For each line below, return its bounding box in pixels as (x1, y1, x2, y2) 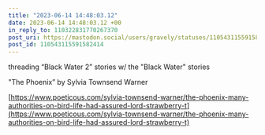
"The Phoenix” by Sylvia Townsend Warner (8, 78, 148, 87)
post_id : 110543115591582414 (8, 41, 104, 49)
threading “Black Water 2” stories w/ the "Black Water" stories (8, 62, 211, 71)
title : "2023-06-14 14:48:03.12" (8, 11, 118, 20)
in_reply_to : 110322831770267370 (8, 26, 118, 34)
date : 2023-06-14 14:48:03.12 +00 (8, 19, 122, 27)
